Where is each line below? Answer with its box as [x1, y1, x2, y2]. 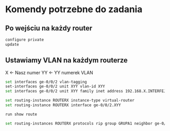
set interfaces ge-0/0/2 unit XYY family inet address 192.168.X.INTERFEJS [5, 89, 168, 94]
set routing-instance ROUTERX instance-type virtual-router [5, 98, 135, 103]
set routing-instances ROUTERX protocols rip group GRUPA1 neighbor [5, 121, 153, 126]
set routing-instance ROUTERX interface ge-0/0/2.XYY [5, 103, 121, 108]
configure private [5, 37, 44, 42]
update [5, 42, 19, 47]
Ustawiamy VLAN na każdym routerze [5, 56, 128, 64]
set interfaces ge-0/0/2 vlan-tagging [5, 79, 87, 84]
